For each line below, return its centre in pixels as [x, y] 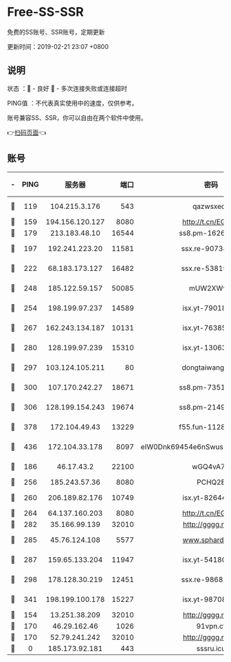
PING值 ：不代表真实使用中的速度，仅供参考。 [73, 103]
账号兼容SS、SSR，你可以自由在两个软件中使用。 [77, 117]
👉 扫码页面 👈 [27, 132]
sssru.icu [211, 648]
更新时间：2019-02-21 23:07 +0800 [58, 46]
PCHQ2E [211, 482]
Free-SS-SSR [45, 12]
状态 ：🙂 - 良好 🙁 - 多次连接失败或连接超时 [67, 88]
